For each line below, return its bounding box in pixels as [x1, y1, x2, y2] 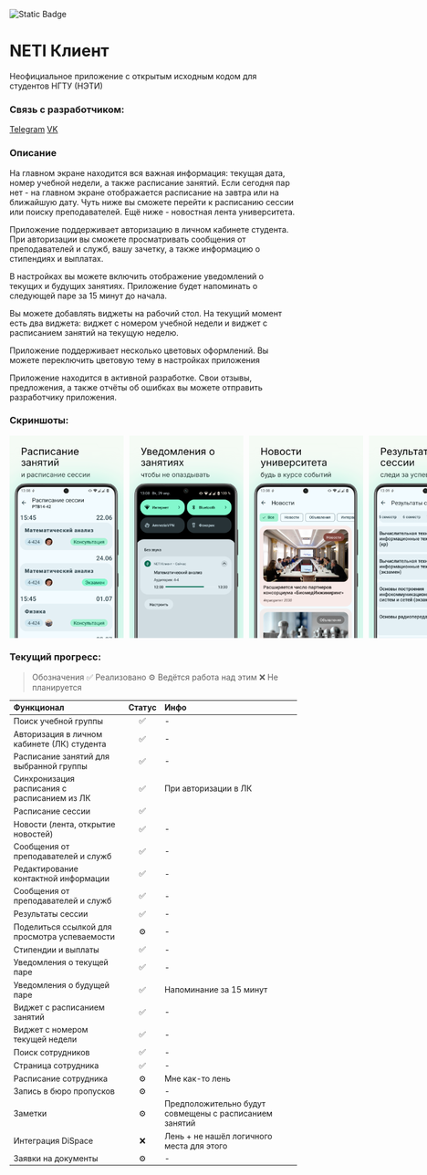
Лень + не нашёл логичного [163, 1130, 273, 1141]
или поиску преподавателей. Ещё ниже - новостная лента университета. [9, 206, 296, 217]
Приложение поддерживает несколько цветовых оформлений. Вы [9, 345, 269, 356]
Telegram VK [9, 124, 58, 135]
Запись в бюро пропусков [13, 1086, 116, 1097]
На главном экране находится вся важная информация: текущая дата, [9, 167, 286, 178]
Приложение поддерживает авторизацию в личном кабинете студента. [9, 224, 289, 234]
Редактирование [13, 863, 79, 875]
